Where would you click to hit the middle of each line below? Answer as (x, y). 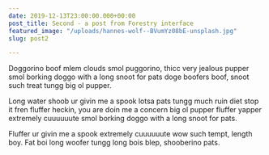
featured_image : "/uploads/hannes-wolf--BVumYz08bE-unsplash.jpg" (123, 31)
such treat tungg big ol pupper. (60, 86)
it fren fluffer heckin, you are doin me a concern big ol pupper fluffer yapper (135, 110)
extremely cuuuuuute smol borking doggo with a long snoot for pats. (123, 119)
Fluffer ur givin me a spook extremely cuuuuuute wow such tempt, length (130, 134)
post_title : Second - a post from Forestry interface (101, 23)
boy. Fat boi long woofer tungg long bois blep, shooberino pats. (114, 143)
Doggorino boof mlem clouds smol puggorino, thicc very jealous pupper (129, 69)
